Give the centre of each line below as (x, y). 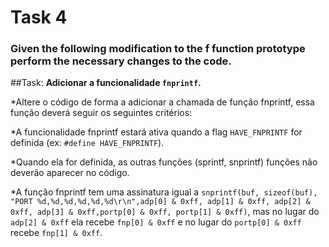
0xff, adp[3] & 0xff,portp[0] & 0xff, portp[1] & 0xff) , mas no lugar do (165, 212)
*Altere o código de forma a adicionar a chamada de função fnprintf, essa (162, 102)
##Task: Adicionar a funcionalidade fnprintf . (106, 83)
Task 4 (39, 17)
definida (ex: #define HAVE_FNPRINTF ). (87, 143)
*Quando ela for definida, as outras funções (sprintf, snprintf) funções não (164, 162)
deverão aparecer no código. (70, 173)
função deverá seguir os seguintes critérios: (101, 113)
